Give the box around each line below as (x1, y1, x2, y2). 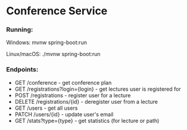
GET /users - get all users (14, 104, 78, 112)
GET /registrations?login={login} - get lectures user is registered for (14, 85, 181, 92)
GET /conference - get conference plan (14, 79, 112, 86)
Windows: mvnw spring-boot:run (6, 39, 88, 46)
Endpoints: (6, 66, 39, 74)
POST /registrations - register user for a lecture (14, 91, 131, 99)
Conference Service (6, 4, 108, 18)
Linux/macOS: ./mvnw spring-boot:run (6, 51, 101, 58)
